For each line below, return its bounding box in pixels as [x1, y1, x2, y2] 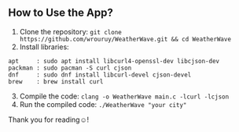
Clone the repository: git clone [19, 27, 122, 36]
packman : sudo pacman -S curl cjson [8, 64, 132, 72]
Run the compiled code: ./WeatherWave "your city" [19, 99, 187, 109]
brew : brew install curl [8, 77, 104, 85]
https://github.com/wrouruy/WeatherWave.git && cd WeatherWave [19, 35, 232, 43]
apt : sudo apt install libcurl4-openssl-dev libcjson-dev [8, 57, 220, 65]
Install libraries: [19, 42, 69, 52]
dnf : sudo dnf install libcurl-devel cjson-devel [8, 70, 192, 79]
